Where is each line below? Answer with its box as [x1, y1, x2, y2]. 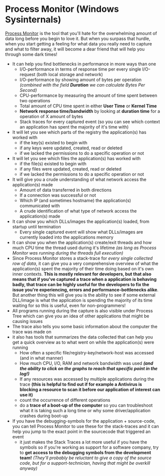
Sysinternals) [5, 14, 62, 25]
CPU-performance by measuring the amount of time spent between [19, 92, 158, 98]
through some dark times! [5, 51, 58, 57]
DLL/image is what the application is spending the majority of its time [12, 297, 153, 303]
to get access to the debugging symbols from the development [19, 449, 151, 455]
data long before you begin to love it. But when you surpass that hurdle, [5, 36, 151, 42]
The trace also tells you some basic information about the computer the [12, 323, 158, 329]
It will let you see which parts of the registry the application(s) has [12, 129, 147, 135]
